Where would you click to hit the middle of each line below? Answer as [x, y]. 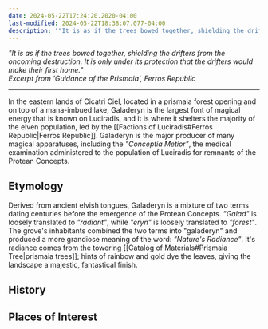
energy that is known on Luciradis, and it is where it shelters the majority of [132, 119]
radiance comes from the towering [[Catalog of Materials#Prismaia [118, 248]
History [27, 289]
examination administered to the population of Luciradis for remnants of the [132, 153]
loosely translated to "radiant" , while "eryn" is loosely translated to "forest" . [133, 222]
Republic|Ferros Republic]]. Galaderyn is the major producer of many [122, 136]
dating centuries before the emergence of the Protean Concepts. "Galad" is [132, 214]
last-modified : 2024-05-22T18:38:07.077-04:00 [87, 23]
